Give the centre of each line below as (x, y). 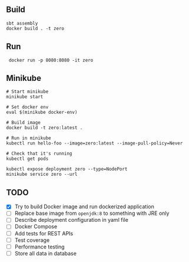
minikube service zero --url (42, 174)
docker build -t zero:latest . (44, 128)
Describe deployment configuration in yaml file (71, 220)
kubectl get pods (27, 159)
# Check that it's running (39, 154)
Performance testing (39, 247)
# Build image (24, 123)
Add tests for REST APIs (44, 233)
